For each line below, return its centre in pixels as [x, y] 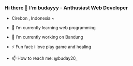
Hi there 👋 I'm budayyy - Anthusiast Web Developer [66, 8]
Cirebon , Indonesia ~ [33, 18]
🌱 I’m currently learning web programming [54, 28]
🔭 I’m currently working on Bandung [47, 37]
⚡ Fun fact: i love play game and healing [51, 47]
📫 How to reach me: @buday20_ [44, 58]
